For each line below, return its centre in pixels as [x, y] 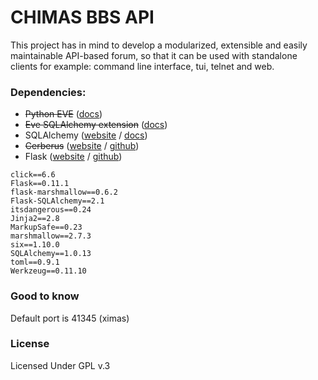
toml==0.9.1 [35, 262]
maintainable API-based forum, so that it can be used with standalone [154, 55]
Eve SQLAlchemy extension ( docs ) [96, 125]
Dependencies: [48, 92]
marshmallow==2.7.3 [51, 236]
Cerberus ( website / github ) [82, 146]
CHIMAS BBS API [82, 17]
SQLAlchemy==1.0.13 [51, 254]
